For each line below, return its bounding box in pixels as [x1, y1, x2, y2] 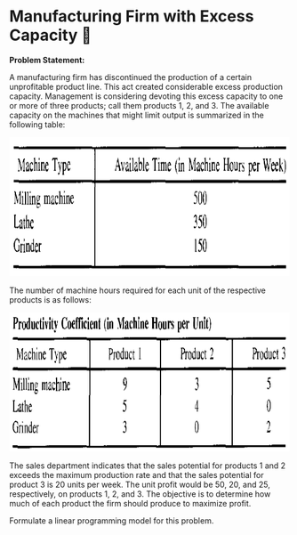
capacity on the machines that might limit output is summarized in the [9, 109, 264, 120]
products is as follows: [9, 294, 92, 304]
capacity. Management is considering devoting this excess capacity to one [9, 91, 284, 101]
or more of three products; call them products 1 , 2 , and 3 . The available [9, 100, 269, 110]
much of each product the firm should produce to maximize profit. [9, 498, 252, 508]
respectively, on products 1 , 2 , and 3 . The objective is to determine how [9, 488, 271, 499]
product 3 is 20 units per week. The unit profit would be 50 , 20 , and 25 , [9, 479, 271, 490]
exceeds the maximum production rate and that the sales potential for [9, 469, 264, 480]
